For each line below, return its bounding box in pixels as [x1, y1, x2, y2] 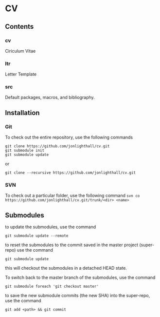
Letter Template [5, 71, 37, 77]
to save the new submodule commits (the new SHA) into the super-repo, [5, 293, 150, 298]
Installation [5, 108, 40, 117]
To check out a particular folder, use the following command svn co [5, 193, 140, 198]
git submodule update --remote [5, 234, 69, 238]
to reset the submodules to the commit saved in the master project [5, 242, 139, 248]
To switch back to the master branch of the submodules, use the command [5, 275, 156, 280]
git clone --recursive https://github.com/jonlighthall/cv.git [5, 170, 136, 176]
